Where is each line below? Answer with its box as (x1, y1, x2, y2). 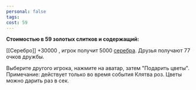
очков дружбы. (6, 54, 44, 61)
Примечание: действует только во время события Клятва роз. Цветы (6, 71, 182, 78)
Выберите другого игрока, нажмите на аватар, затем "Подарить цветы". (6, 65, 189, 72)
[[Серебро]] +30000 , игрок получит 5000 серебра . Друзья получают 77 (6, 47, 191, 54)
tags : (6, 14, 20, 20)
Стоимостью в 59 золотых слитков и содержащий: (6, 36, 139, 43)
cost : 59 (6, 19, 28, 25)
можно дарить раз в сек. (6, 77, 69, 84)
